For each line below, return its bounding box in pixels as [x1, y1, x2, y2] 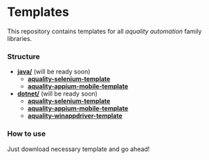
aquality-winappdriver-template [27, 112, 122, 120]
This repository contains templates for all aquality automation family [7, 27, 202, 35]
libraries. [7, 34, 33, 42]
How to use [7, 129, 46, 139]
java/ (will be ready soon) [17, 67, 91, 76]
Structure [7, 51, 40, 61]
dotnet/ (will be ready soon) [17, 89, 98, 98]
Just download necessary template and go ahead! [7, 145, 150, 153]
